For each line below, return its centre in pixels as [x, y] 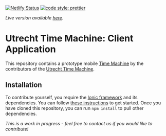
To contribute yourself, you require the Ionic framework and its [71, 97]
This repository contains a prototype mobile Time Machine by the [75, 63]
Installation [24, 85]
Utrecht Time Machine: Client [69, 39]
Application [31, 49]
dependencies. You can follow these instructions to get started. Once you [83, 103]
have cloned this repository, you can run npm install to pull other [75, 108]
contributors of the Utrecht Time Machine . [50, 69]
